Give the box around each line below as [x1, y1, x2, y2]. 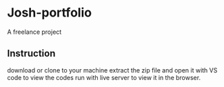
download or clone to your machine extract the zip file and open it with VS [7, 66, 218, 74]
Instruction [7, 48, 56, 59]
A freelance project [7, 28, 62, 36]
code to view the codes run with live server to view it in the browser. [7, 73, 201, 81]
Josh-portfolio [7, 5, 92, 21]
